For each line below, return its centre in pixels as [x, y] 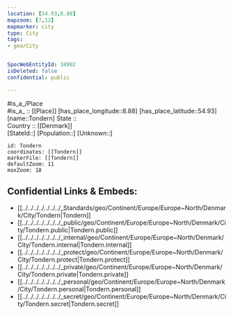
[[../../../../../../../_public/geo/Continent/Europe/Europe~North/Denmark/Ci [121, 223]
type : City [23, 33]
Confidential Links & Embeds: [72, 192]
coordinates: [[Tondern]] [45, 152]
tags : [15, 40]
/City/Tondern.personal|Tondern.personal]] [79, 289]
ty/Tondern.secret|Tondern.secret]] [68, 304]
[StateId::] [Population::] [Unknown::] [60, 133]
